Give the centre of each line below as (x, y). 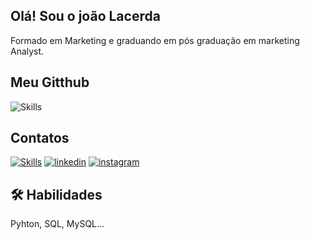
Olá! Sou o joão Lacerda (85, 16)
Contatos (40, 138)
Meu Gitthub (50, 82)
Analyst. (27, 51)
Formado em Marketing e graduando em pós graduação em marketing (155, 40)
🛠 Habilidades (56, 194)
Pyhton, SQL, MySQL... (57, 224)
